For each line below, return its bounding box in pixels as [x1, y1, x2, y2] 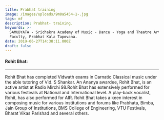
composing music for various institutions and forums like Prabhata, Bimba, [5, 100, 155, 105]
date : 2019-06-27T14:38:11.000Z [5, 39, 71, 44]
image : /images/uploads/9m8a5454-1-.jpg [5, 12, 89, 17]
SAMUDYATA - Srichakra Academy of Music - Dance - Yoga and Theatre [9, 30, 152, 35]
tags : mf [5, 16, 23, 21]
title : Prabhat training [5, 7, 56, 12]
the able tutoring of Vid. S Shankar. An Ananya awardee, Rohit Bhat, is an [5, 79, 152, 85]
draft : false [5, 43, 32, 48]
